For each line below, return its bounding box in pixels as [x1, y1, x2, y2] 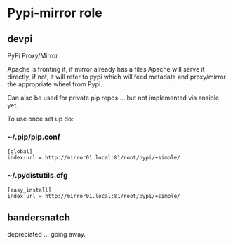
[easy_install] [7, 186, 52, 194]
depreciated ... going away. [7, 230, 86, 239]
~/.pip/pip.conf [7, 132, 61, 142]
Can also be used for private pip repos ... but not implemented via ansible [7, 93, 220, 102]
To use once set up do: [7, 114, 74, 123]
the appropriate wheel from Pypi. [7, 80, 103, 88]
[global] [7, 148, 33, 155]
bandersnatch [7, 211, 70, 223]
